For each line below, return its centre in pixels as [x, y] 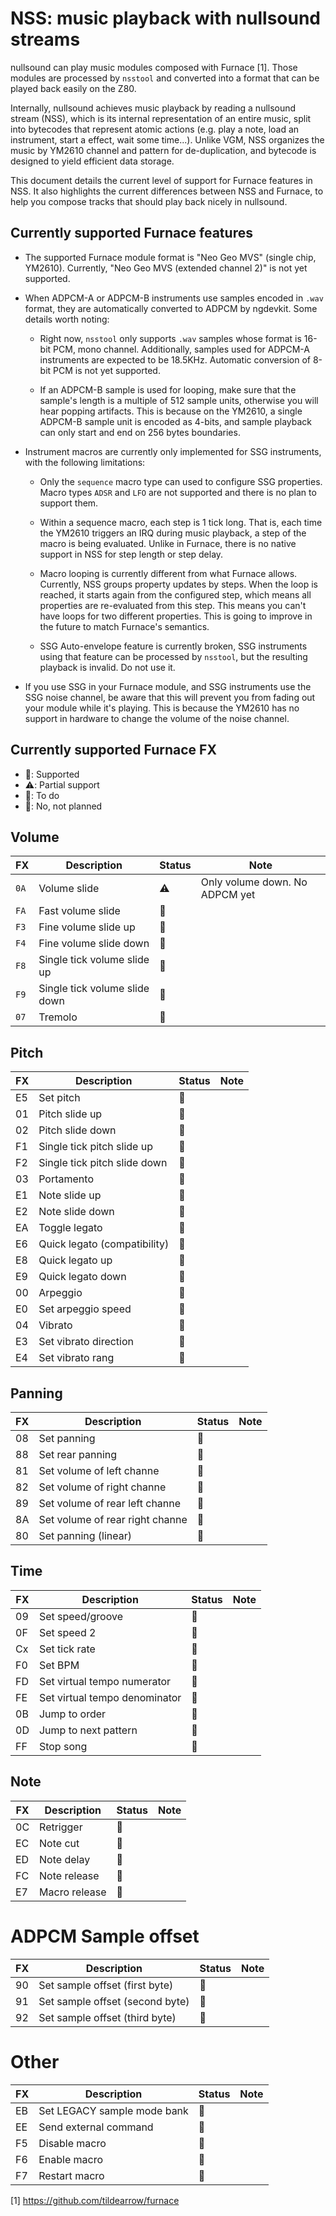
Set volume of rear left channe [110, 1503]
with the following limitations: [85, 462]
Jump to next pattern [88, 1730]
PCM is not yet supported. [107, 370]
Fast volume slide [79, 911]
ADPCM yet [228, 895]
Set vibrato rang [76, 1358]
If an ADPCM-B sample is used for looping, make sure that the [168, 389]
